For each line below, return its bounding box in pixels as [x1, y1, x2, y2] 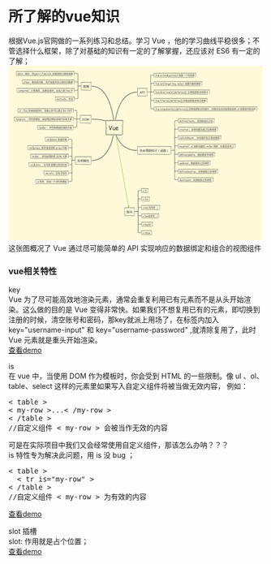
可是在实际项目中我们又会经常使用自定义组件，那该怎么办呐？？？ [8, 440, 229, 450]
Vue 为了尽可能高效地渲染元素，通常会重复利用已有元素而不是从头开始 [8, 294, 245, 304]
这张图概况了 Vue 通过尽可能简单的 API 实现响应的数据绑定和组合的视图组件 [8, 243, 262, 253]
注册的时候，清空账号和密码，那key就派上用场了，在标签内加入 [8, 314, 220, 325]
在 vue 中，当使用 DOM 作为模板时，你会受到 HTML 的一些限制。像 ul [8, 371, 242, 381]
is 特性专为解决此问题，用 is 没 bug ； [8, 450, 135, 459]
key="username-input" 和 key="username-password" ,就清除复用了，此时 [8, 325, 256, 334]
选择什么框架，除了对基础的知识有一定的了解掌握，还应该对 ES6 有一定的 [15, 45, 260, 55]
